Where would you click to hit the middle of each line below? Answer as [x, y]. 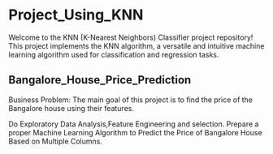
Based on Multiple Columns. [56, 141]
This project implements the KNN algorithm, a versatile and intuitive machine [136, 45]
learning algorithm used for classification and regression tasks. [114, 54]
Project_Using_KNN [76, 15]
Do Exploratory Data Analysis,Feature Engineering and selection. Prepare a [134, 124]
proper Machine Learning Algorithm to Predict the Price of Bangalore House [135, 132]
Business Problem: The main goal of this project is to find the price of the [131, 100]
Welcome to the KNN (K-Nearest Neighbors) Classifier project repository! [131, 37]
